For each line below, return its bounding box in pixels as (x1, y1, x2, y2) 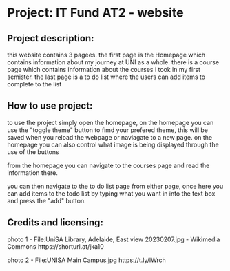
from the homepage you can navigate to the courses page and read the (7, 161, 210, 169)
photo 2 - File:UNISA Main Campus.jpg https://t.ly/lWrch (7, 256, 167, 264)
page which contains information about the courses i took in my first (7, 66, 201, 73)
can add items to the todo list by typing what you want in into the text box (7, 189, 216, 198)
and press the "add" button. (7, 196, 86, 205)
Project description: (7, 32, 94, 44)
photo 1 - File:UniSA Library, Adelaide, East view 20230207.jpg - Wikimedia (7, 235, 220, 243)
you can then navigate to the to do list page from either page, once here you (7, 182, 224, 190)
